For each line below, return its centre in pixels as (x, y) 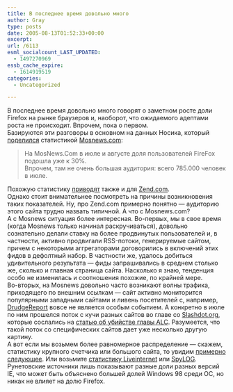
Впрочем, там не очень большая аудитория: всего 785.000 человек (125, 168)
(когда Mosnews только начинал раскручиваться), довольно (97, 226)
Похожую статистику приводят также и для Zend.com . (89, 189)
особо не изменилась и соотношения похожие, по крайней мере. (105, 278)
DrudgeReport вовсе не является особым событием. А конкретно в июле (116, 307)
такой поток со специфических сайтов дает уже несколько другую (107, 329)
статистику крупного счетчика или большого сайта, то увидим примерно (116, 352)
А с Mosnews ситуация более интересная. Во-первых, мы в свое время (114, 219)
